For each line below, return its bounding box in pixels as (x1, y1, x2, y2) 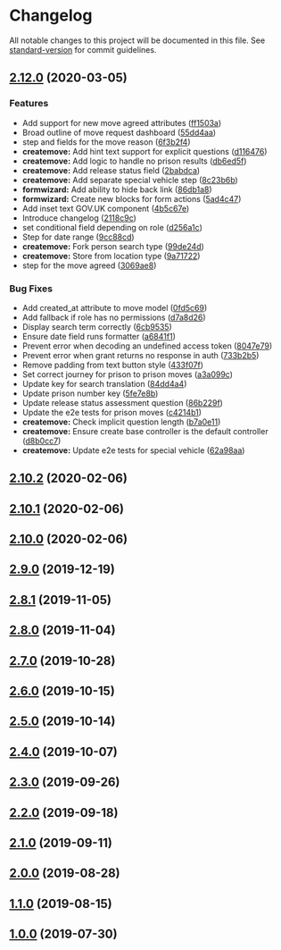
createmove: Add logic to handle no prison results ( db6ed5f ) (21, 156, 247, 166)
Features (9, 97, 49, 110)
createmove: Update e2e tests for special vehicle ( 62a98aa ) (21, 444, 245, 456)
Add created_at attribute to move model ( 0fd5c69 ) (21, 302, 208, 313)
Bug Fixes (9, 282, 54, 295)
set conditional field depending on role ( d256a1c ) (21, 222, 202, 232)
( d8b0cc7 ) (21, 435, 62, 446)
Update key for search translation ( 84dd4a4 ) (21, 378, 187, 389)
